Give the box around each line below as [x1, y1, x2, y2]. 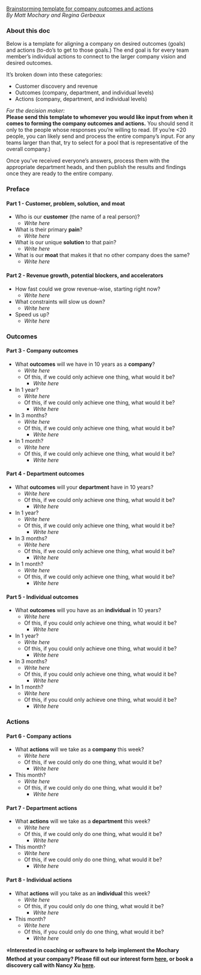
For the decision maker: [6, 107, 65, 114]
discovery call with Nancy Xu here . [6, 961, 96, 968]
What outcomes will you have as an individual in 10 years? [14, 607, 161, 614]
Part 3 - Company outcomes [6, 347, 78, 354]
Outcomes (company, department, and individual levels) [14, 89, 154, 96]
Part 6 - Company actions [6, 732, 72, 740]
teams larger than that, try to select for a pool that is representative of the [6, 139, 188, 146]
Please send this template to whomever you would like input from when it [6, 114, 193, 121]
